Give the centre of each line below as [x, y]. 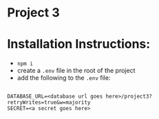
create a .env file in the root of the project [76, 71]
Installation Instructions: [79, 44]
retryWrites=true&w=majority [49, 102]
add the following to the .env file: [64, 78]
